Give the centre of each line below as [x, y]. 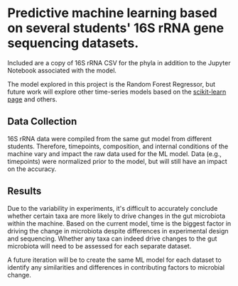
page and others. [33, 99]
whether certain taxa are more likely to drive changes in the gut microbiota [117, 216]
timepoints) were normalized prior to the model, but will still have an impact [117, 161]
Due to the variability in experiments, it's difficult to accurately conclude [113, 208]
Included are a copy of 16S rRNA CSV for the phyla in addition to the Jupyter [119, 62]
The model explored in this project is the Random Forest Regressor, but [111, 84]
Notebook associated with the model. [62, 70]
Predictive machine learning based [113, 13]
